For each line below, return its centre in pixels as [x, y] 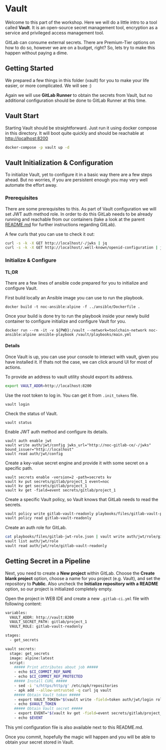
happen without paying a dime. [37, 53]
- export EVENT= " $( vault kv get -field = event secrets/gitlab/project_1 [89, 713]
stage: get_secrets [30, 653]
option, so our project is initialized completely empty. [59, 589]
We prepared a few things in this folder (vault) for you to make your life [77, 80]
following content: [23, 604]
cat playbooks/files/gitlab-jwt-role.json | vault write [65, 537]
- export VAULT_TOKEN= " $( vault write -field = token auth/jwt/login [84, 700]
